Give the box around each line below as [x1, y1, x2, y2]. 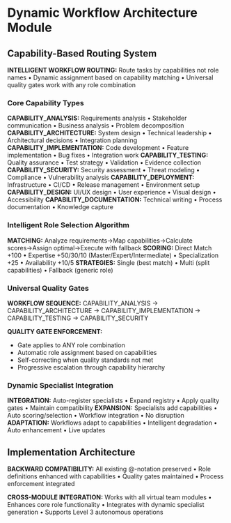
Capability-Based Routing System [7, 47, 157, 59]
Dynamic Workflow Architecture [7, 5, 198, 21]
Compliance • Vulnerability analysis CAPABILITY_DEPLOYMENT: [7, 173, 195, 182]
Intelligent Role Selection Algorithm [7, 220, 130, 230]
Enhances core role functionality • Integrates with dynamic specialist [7, 501, 205, 508]
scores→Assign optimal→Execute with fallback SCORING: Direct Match [7, 243, 212, 252]
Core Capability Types [7, 98, 85, 107]
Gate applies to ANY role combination [17, 340, 125, 349]
